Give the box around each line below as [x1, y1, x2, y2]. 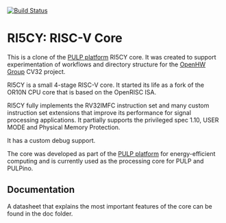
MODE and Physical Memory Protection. [7, 123, 121, 131]
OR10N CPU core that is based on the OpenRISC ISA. [7, 88, 156, 96]
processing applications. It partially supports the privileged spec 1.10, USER [7, 116, 219, 124]
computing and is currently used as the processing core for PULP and [7, 157, 204, 165]
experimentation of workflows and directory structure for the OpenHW [7, 60, 206, 68]
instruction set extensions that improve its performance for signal [7, 108, 192, 116]
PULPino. [7, 164, 34, 172]
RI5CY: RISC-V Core [7, 31, 123, 46]
